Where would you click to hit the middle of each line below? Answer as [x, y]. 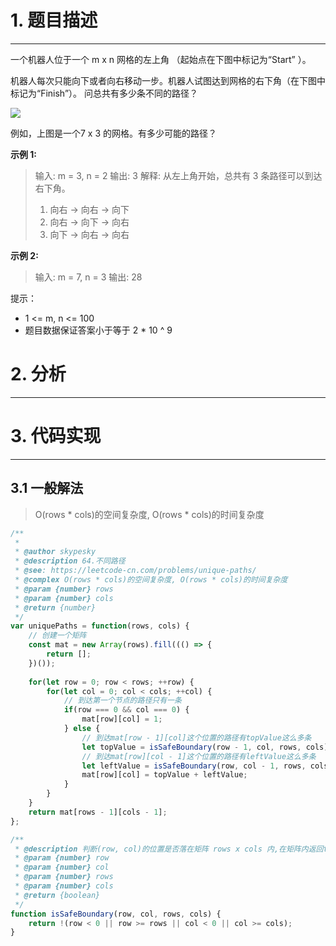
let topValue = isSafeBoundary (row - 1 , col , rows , [191, 747]
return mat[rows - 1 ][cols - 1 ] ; [98, 812]
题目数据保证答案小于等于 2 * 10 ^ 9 [98, 330]
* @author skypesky [55, 552]
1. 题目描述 [54, 20]
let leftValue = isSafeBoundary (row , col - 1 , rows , [194, 766]
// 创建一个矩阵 [57, 636]
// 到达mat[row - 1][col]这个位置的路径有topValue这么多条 [196, 737]
